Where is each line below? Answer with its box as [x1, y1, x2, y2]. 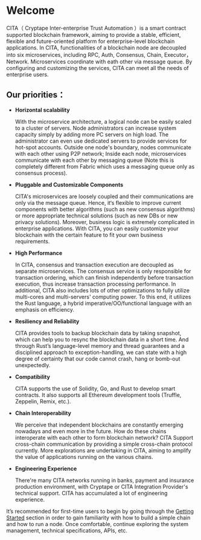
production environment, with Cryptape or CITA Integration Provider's [14, 483, 188, 490]
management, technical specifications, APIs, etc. [6, 527, 128, 534]
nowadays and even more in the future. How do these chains [14, 427, 167, 435]
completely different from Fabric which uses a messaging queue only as [14, 162, 195, 170]
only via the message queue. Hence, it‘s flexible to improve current [14, 199, 182, 206]
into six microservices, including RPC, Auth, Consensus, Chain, [6, 51, 163, 58]
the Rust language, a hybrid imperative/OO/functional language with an [14, 300, 192, 307]
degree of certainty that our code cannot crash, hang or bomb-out [14, 355, 180, 362]
